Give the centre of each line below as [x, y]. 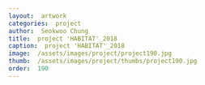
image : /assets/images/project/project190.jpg [90, 53]
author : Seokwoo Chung [49, 31]
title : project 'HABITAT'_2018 [63, 38]
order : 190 [28, 69]
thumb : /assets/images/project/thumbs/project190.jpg [103, 62]
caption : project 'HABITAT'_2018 [67, 46]
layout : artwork [38, 16]
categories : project [45, 23]
